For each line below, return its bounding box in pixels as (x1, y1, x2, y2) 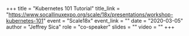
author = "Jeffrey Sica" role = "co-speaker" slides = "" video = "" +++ (6, 23, 175, 30)
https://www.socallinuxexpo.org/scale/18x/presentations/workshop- (8, 11, 173, 18)
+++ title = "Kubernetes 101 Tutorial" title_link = (6, 5, 120, 12)
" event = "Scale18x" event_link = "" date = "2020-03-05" (43, 17, 184, 24)
